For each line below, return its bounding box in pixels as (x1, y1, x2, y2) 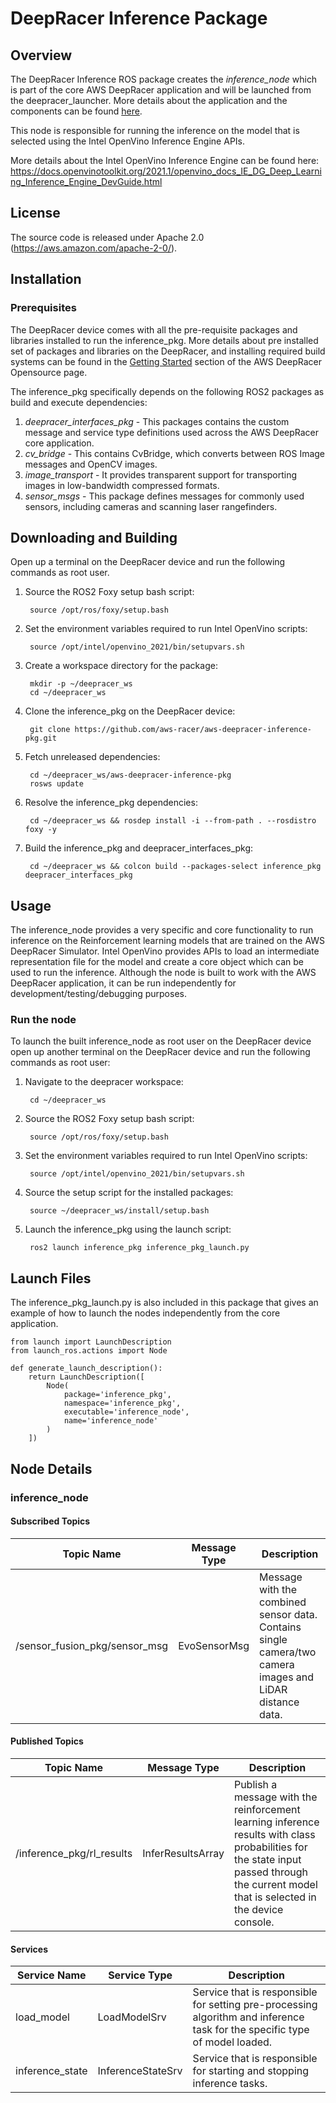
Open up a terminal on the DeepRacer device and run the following (10, 556, 286, 568)
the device (233, 1902, 284, 1916)
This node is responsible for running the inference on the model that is (10, 125, 300, 136)
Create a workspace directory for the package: (24, 660, 218, 672)
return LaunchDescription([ (28, 1372, 145, 1382)
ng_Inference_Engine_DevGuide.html (10, 176, 163, 187)
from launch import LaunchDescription (10, 1337, 172, 1347)
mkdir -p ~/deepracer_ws (29, 679, 133, 689)
